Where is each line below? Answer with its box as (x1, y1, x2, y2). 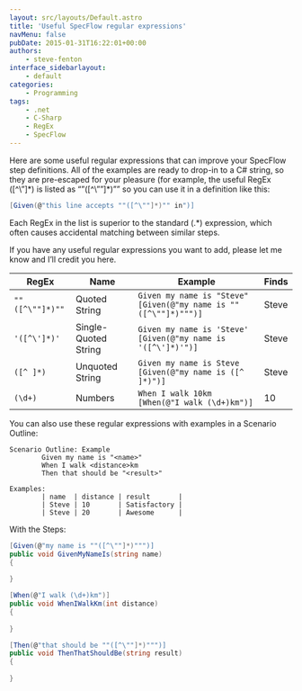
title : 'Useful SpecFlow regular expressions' (9, 22, 187, 31)
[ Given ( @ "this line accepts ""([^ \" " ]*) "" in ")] (9, 201, 195, 210)
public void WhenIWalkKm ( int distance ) (9, 599, 159, 608)
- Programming (25, 88, 78, 97)
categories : (9, 80, 54, 89)
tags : (9, 96, 30, 106)
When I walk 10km (138, 388, 213, 399)
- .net (25, 105, 50, 114)
